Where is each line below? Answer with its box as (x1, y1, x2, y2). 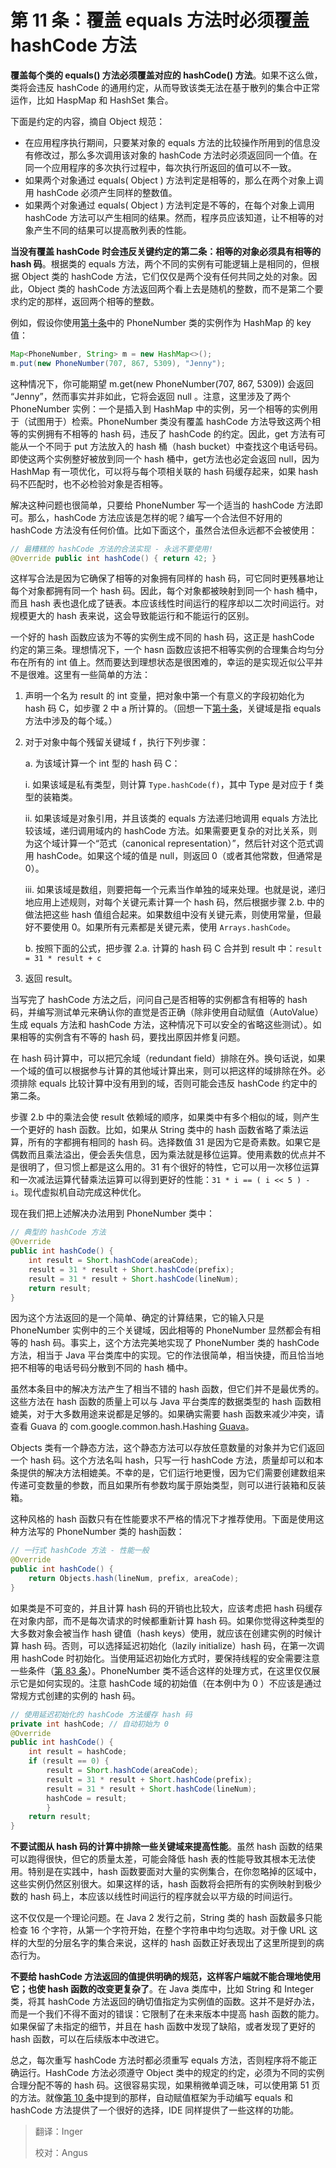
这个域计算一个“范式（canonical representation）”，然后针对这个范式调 (33, 837, 324, 850)
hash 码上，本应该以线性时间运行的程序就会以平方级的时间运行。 (29, 1891, 298, 1903)
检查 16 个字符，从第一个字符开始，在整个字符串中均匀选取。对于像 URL (10, 1924, 307, 1936)
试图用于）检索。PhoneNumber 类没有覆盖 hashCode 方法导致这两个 (27, 415, 313, 427)
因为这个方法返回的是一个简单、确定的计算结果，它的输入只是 (10, 1312, 265, 1324)
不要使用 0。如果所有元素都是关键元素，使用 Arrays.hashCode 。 (33, 921, 296, 933)
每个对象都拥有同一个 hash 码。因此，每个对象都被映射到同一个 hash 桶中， (10, 585, 323, 597)
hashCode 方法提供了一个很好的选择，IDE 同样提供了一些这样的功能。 (10, 2104, 300, 2116)
